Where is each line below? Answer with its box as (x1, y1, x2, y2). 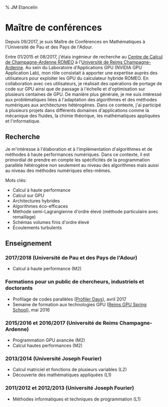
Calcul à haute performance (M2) (12, 266, 82, 272)
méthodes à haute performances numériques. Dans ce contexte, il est (5, 151, 150, 157)
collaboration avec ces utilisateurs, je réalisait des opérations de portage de (5, 80, 162, 86)
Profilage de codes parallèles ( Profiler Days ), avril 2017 (12, 296, 127, 302)
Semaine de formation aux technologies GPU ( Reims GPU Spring (12, 301, 147, 307)
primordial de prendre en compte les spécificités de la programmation (5, 156, 150, 163)
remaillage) (12, 214, 36, 220)
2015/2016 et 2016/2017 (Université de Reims (5, 319, 119, 326)
